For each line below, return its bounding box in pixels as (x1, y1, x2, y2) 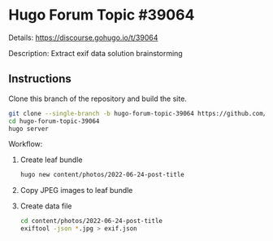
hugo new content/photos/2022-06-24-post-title (19, 171, 184, 179)
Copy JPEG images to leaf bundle (19, 186, 133, 195)
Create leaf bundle (19, 155, 83, 164)
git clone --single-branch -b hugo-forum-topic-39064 (8, 109, 195, 117)
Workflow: (8, 139, 43, 149)
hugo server (8, 125, 49, 133)
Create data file (19, 201, 72, 211)
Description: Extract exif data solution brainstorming (8, 48, 183, 58)
